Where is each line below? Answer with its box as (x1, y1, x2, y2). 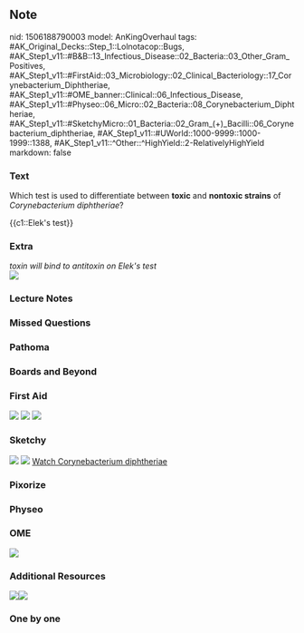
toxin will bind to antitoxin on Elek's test (9, 260, 157, 271)
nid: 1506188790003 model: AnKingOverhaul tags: (9, 31, 197, 42)
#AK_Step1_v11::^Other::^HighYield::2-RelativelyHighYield (53, 137, 265, 148)
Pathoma (9, 341, 50, 354)
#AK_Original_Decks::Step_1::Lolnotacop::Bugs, (9, 41, 185, 52)
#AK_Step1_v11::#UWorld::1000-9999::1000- (97, 127, 261, 139)
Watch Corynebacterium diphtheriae (31, 455, 167, 466)
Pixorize (9, 478, 47, 491)
